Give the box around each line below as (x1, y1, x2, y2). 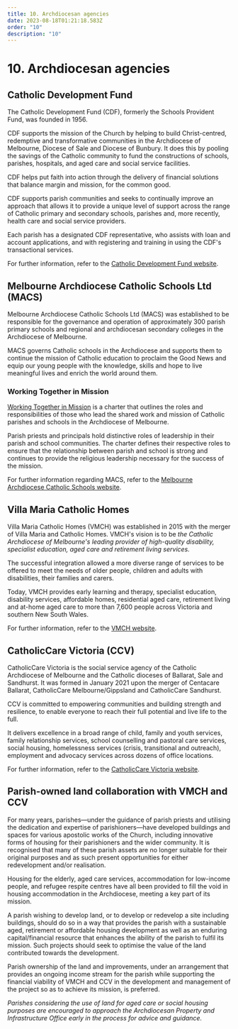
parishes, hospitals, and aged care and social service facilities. (7, 159, 191, 167)
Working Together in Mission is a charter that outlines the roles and (7, 402, 203, 412)
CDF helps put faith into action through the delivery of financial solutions (7, 173, 219, 182)
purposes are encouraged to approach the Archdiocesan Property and (7, 1006, 215, 1015)
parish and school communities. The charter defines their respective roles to (7, 439, 231, 448)
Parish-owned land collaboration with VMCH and (7, 786, 228, 798)
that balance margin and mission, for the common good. (7, 180, 171, 189)
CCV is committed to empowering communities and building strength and (7, 700, 222, 708)
